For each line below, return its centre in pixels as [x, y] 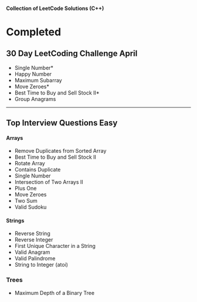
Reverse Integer [34, 240]
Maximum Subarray [38, 80]
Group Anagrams [35, 99]
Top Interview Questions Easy [62, 123]
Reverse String [33, 234]
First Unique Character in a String [55, 246]
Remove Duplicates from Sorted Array [60, 151]
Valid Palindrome [35, 259]
